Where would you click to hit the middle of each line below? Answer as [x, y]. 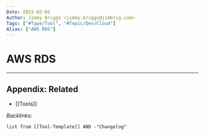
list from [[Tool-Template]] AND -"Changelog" [67, 127]
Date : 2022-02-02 [28, 12]
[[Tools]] [26, 104]
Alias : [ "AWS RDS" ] [31, 29]
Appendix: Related [42, 89]
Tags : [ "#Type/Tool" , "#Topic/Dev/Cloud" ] [61, 23]
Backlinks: [19, 116]
